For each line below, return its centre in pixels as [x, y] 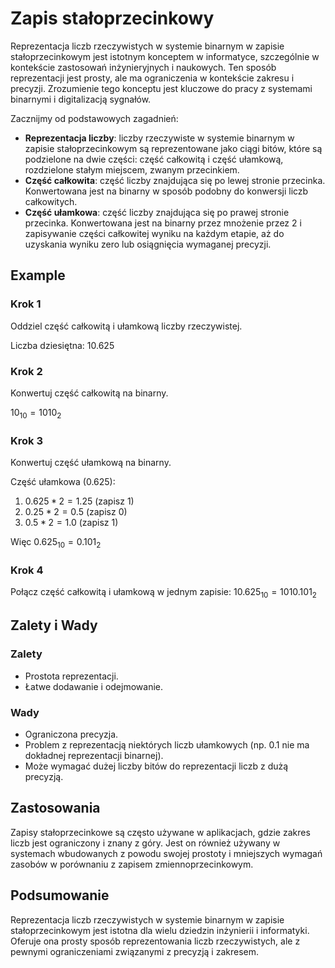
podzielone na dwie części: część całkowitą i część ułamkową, [154, 159]
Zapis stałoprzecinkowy [112, 18]
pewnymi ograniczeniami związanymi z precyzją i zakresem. [135, 951]
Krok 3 [26, 440]
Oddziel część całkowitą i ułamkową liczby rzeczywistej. [126, 326]
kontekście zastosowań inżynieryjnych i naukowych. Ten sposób [143, 67]
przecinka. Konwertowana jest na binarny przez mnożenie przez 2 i [163, 223]
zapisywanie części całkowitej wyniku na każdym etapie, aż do [154, 233]
